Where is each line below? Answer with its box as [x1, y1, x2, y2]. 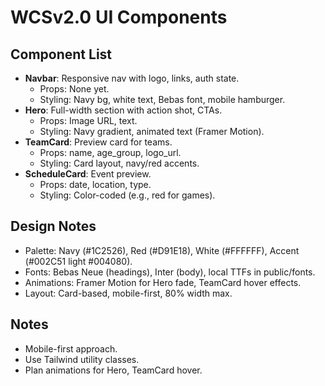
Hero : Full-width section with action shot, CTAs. [24, 104, 223, 116]
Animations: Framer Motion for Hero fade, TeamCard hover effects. [24, 276, 302, 288]
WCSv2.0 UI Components [10, 6, 228, 29]
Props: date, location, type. [39, 179, 152, 190]
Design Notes [10, 218, 97, 235]
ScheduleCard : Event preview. [24, 168, 152, 180]
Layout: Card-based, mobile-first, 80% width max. [24, 287, 233, 299]
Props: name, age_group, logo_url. [39, 147, 182, 158]
